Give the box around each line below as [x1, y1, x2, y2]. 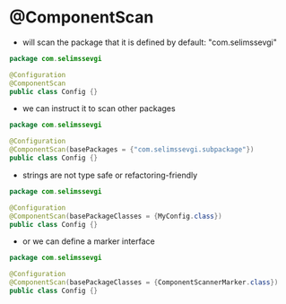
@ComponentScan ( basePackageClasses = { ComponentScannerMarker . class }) [9, 278, 279, 287]
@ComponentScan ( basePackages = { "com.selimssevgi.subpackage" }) [9, 145, 255, 154]
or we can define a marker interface [22, 236, 155, 247]
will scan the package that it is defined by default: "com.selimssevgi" [22, 37, 278, 48]
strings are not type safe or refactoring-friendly [22, 169, 198, 180]
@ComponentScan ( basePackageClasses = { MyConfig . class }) [9, 212, 222, 221]
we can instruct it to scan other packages [22, 103, 177, 114]
